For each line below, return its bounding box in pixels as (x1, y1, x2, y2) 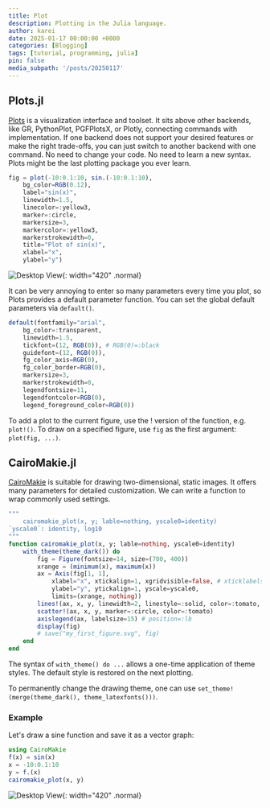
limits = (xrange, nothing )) (51, 592, 142, 600)
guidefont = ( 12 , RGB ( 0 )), (22, 348, 106, 357)
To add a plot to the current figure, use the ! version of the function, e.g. (8, 415, 247, 425)
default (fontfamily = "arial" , (8, 319, 106, 327)
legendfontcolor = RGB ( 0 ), (22, 394, 106, 402)
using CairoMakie (8, 746, 67, 754)
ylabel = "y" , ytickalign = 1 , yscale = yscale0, (51, 585, 199, 593)
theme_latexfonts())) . (84, 692, 158, 701)
